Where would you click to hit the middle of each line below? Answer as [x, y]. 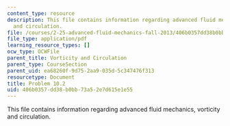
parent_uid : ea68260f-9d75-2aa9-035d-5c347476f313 [81, 71]
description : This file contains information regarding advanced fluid [111, 20]
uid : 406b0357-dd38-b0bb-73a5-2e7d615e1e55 [70, 90]
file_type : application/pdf [47, 39]
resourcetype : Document [41, 77]
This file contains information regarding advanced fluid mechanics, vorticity [114, 110]
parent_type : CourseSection [47, 64]
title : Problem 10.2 [37, 84]
